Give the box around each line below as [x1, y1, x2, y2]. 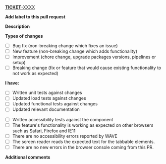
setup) [12, 60, 26, 66]
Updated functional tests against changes [12, 101, 98, 107]
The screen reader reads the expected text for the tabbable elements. [12, 139, 155, 145]
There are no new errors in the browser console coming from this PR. [12, 144, 154, 150]
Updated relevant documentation [12, 106, 80, 112]
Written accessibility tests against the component [12, 116, 113, 122]
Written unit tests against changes [12, 89, 82, 96]
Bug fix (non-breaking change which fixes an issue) [12, 43, 118, 49]
